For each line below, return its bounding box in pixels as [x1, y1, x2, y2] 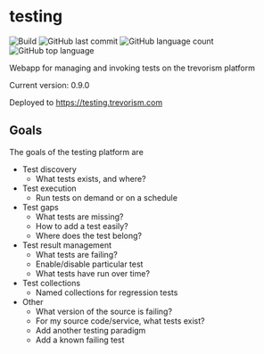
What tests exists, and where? [35, 173, 146, 184]
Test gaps [21, 202, 60, 212]
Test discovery [21, 163, 78, 175]
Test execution [21, 183, 78, 193]
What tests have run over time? [35, 268, 150, 278]
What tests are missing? [35, 211, 124, 222]
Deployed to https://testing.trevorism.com [9, 96, 163, 108]
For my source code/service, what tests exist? [35, 315, 205, 326]
